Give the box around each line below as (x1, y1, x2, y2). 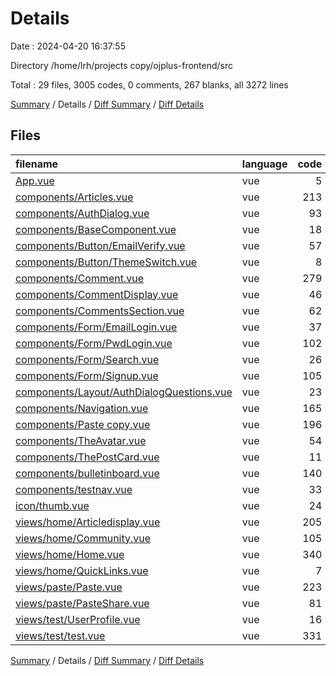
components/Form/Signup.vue (15, 368, 159, 382)
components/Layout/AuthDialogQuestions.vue (15, 385, 233, 399)
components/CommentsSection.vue (15, 303, 185, 317)
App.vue (15, 173, 55, 187)
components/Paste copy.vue (15, 417, 151, 431)
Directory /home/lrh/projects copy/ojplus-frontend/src (10, 59, 234, 71)
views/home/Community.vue (15, 531, 152, 545)
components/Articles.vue (15, 190, 134, 204)
